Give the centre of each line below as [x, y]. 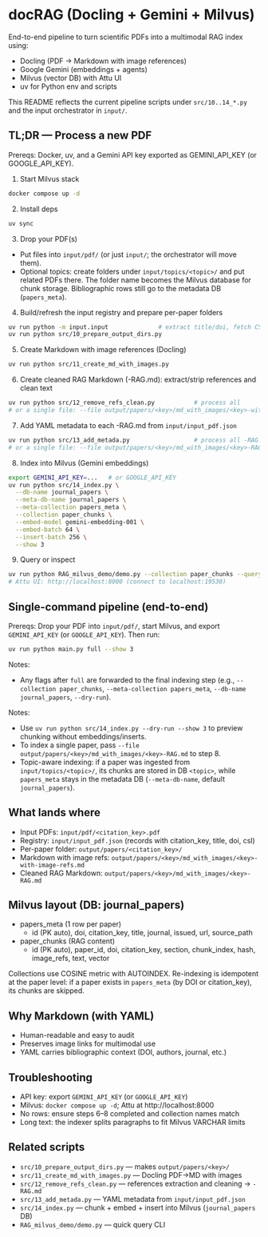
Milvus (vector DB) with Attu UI [71, 78]
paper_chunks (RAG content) [67, 941]
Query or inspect [47, 560]
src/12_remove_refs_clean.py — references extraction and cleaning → [135, 1183]
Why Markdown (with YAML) [81, 1016]
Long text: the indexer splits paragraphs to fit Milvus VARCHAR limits [132, 1123]
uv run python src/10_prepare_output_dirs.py [85, 334]
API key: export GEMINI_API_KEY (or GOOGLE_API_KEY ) [104, 1097]
